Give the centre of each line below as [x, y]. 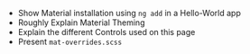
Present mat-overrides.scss [70, 41]
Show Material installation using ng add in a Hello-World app [129, 13]
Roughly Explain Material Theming [81, 22]
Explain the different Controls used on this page [106, 32]
